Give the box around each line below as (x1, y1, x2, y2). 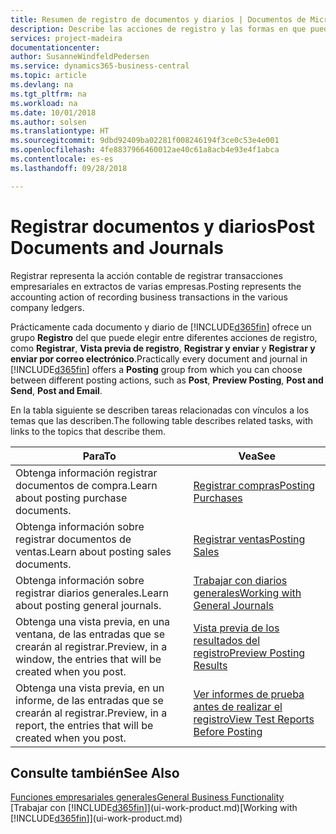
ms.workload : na (10, 98, 78, 108)
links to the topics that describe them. (10, 425, 167, 437)
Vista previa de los (193, 621, 280, 635)
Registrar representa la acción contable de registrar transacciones (10, 269, 283, 281)
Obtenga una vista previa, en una (15, 614, 171, 628)
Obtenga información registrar (15, 466, 158, 480)
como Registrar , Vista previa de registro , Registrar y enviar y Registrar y (10, 342, 316, 354)
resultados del (193, 633, 261, 647)
